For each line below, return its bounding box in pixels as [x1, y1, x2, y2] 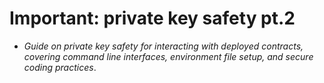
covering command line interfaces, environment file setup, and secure [23, 50, 314, 62]
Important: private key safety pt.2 [9, 7, 296, 30]
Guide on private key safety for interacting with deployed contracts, [23, 40, 304, 52]
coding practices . [23, 61, 97, 73]
